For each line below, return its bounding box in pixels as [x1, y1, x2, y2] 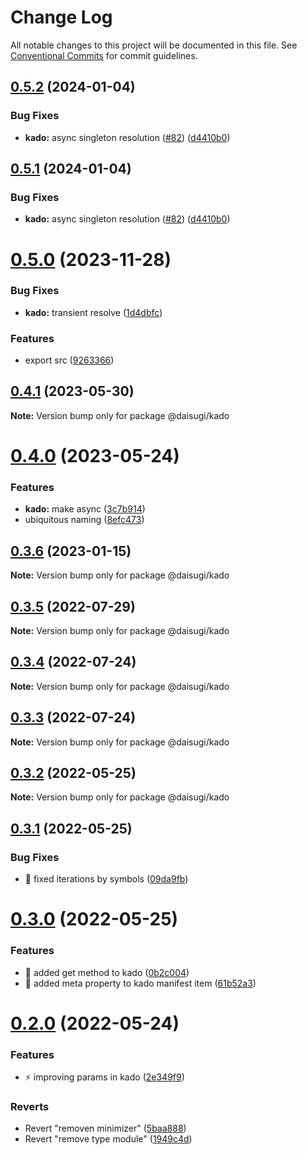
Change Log [10, 6, 113, 29]
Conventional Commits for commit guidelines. [10, 49, 198, 61]
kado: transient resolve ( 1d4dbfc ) [24, 306, 163, 318]
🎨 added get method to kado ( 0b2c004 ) [24, 966, 190, 978]
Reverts [10, 1100, 50, 1114]
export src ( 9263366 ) [24, 354, 115, 366]
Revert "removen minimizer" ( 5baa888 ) [24, 1122, 187, 1135]
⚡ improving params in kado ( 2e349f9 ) [24, 1071, 185, 1083]
